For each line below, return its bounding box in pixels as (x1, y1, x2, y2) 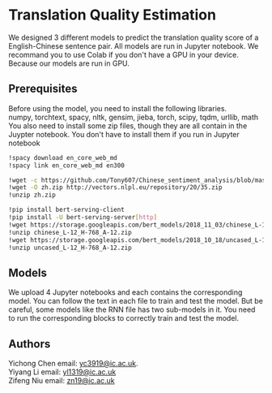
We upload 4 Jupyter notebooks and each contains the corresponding (8, 287, 243, 297)
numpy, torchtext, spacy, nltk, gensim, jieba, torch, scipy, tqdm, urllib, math (8, 112, 259, 122)
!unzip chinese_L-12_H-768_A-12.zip (8, 228, 132, 236)
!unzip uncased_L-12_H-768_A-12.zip (8, 244, 132, 252)
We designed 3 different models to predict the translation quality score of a (8, 32, 259, 42)
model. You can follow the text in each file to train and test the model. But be (8, 296, 263, 306)
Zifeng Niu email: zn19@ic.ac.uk (8, 376, 115, 385)
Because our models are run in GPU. (8, 58, 130, 68)
